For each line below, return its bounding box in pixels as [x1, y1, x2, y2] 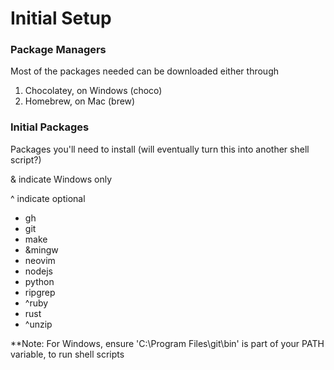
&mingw [24, 243, 59, 256]
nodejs [24, 265, 53, 277]
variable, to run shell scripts [10, 348, 125, 360]
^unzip [24, 318, 53, 330]
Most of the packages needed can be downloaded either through [10, 65, 280, 77]
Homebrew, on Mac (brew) [24, 95, 136, 107]
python [24, 275, 55, 287]
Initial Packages [10, 120, 90, 134]
